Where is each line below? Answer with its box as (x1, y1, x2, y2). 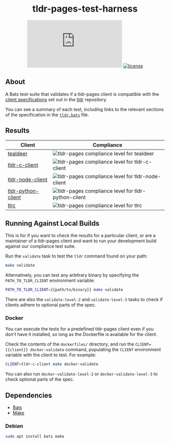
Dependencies (5, 391, 52, 399)
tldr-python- (8, 187, 39, 194)
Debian (5, 423, 23, 430)
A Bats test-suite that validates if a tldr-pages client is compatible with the (5, 91, 159, 97)
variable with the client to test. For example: (5, 352, 97, 358)
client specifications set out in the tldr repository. (5, 96, 107, 102)
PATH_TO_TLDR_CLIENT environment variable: (5, 277, 95, 284)
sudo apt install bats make (5, 434, 65, 439)
